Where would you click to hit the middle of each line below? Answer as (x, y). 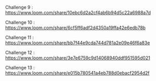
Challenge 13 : (20, 68)
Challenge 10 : (20, 22)
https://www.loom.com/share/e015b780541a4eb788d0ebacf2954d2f (77, 73)
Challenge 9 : (19, 7)
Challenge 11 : (19, 37)
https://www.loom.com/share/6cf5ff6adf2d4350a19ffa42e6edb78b (75, 28)
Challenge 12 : (20, 53)
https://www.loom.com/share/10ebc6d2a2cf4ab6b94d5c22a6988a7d (78, 13)
